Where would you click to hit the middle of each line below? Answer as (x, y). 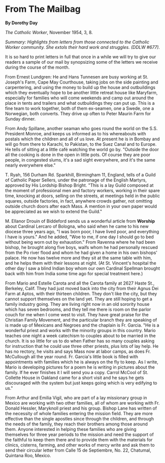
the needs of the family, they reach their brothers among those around (76, 424)
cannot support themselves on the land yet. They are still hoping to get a (79, 299)
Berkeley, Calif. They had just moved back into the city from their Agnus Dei (82, 288)
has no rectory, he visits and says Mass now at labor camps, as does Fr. (78, 351)
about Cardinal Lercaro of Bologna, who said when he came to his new (77, 226)
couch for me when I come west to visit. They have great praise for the (77, 314)
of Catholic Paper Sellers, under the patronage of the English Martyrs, (76, 180)
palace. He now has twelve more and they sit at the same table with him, (79, 257)
